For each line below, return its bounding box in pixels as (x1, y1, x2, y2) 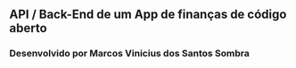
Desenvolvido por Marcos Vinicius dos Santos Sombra (9, 48, 250, 60)
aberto (9, 21, 47, 36)
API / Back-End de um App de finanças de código (9, 7, 287, 22)
